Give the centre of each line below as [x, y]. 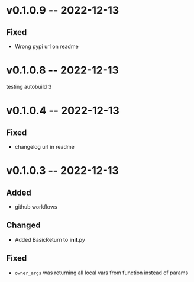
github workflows [36, 206]
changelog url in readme [45, 146]
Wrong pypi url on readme [46, 46]
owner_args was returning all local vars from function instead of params [101, 273]
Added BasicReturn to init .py [50, 239]
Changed [23, 225]
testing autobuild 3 [29, 86]
